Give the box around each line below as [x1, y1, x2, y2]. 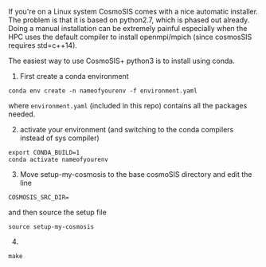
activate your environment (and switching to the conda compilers [19, 125, 234, 134]
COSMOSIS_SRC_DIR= [8, 194, 69, 202]
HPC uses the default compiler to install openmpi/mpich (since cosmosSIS [8, 32, 252, 41]
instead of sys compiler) [19, 133, 100, 143]
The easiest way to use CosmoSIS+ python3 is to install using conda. [8, 56, 235, 65]
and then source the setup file [8, 207, 108, 217]
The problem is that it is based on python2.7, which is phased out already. [8, 15, 250, 25]
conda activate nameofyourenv [8, 155, 109, 163]
